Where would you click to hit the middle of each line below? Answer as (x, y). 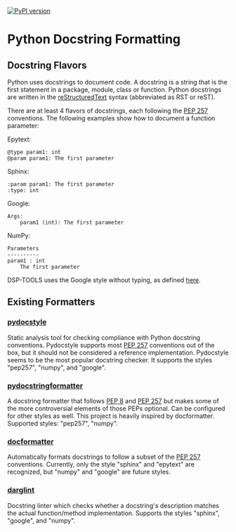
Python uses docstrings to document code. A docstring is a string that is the (118, 82)
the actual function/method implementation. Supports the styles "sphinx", (113, 513)
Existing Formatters (51, 302)
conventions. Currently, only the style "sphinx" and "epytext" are (101, 464)
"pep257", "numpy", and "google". (57, 367)
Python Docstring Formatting (94, 39)
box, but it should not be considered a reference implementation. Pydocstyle (118, 353)
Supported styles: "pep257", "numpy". (63, 423)
